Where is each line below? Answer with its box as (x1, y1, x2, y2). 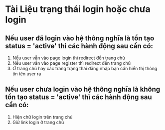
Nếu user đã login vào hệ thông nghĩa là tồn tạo (5, 34, 155, 42)
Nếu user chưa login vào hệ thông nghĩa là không (5, 85, 161, 94)
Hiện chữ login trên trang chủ (12, 114, 73, 120)
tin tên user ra (12, 71, 41, 77)
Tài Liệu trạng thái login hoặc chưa (5, 3, 151, 15)
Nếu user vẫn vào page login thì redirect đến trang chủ (12, 55, 125, 61)
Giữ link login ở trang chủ (12, 119, 64, 125)
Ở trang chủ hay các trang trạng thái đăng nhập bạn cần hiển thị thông (12, 66, 158, 71)
